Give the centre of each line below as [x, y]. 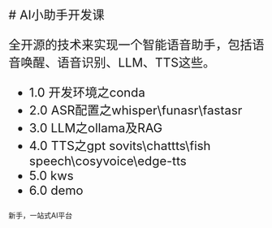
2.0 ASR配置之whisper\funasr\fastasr [136, 110]
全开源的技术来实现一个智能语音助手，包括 [130, 45]
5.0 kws [52, 176]
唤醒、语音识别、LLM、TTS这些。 [118, 63]
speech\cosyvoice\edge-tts [108, 161]
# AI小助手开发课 [56, 15]
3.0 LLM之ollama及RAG [96, 128]
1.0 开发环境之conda [87, 93]
